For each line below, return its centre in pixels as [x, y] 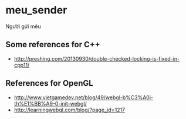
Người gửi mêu [23, 26]
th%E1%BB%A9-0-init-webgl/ [50, 103]
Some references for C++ [53, 45]
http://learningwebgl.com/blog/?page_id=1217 [70, 110]
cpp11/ [22, 65]
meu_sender [36, 10]
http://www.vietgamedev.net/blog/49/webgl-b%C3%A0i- [84, 97]
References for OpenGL [49, 83]
